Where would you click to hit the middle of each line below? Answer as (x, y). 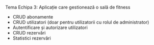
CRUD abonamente (33, 17)
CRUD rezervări (29, 33)
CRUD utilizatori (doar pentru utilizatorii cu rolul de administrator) (81, 22)
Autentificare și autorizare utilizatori (50, 27)
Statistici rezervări (32, 38)
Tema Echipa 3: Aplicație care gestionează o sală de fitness (68, 7)
